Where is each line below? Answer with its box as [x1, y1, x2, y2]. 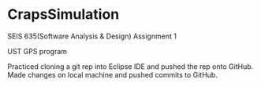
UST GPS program [7, 46, 68, 56]
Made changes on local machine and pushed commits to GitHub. [7, 70, 218, 79]
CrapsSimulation [7, 5, 120, 24]
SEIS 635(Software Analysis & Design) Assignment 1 [7, 31, 177, 41]
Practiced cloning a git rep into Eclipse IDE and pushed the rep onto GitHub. [7, 61, 254, 71]
